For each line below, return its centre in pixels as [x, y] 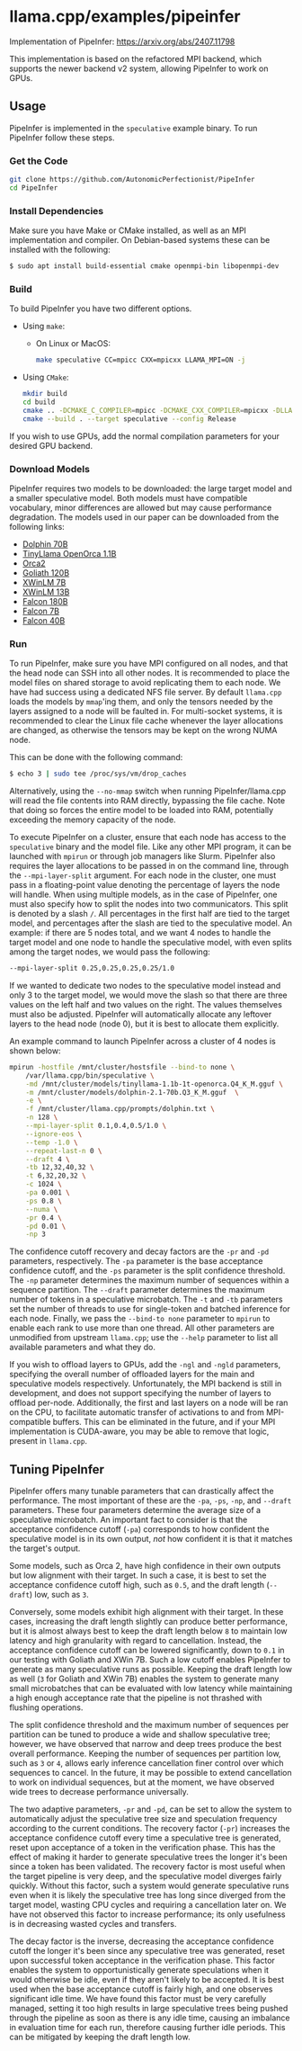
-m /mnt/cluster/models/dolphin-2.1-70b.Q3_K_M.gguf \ [133, 1092]
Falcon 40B [44, 620]
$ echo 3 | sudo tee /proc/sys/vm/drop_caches [98, 774]
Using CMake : [45, 377]
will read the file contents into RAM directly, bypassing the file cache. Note [147, 801]
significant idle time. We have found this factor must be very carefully [138, 1999]
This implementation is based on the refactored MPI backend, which [136, 58]
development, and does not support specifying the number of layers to [140, 1393]
